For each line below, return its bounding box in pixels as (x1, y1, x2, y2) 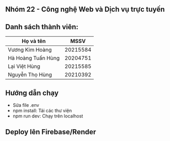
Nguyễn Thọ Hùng (8, 71, 52, 78)
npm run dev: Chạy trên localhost (12, 113, 83, 119)
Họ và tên (22, 38, 46, 45)
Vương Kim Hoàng (8, 46, 52, 54)
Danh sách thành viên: (5, 22, 78, 31)
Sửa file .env (12, 102, 39, 108)
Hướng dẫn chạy (5, 88, 59, 97)
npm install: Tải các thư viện (12, 108, 72, 114)
